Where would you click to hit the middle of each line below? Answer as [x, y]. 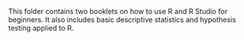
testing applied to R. [41, 28]
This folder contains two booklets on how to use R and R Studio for [118, 11]
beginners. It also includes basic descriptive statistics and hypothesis [122, 20]
